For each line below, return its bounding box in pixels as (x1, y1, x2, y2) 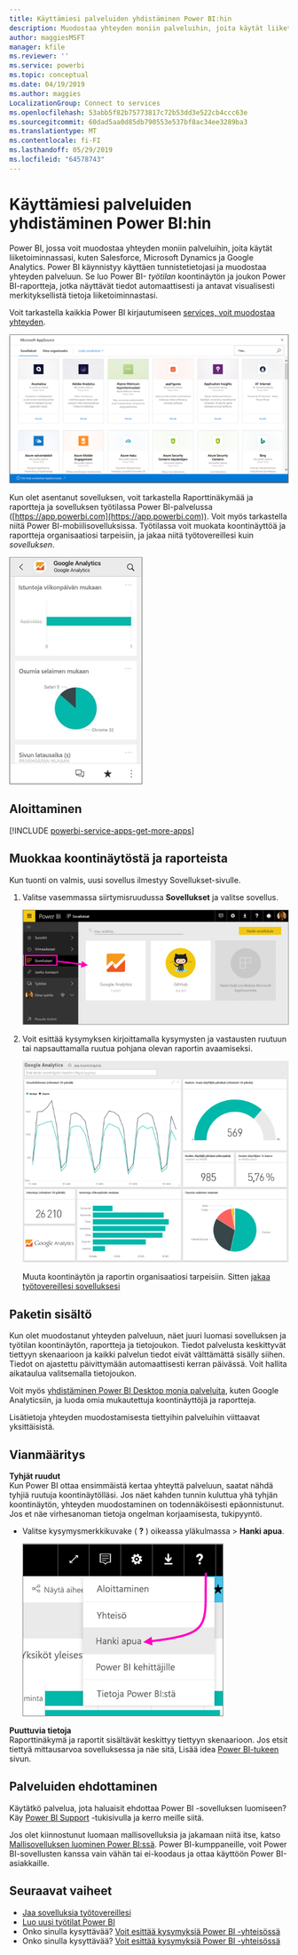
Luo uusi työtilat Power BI (21, 1916, 115, 1927)
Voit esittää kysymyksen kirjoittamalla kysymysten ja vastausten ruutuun (21, 1033, 287, 1044)
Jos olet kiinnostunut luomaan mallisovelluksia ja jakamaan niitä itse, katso (9, 1829, 281, 1839)
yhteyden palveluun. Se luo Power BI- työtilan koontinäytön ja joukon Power (9, 271, 286, 282)
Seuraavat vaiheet (9, 1884, 113, 1899)
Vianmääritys (9, 1447, 86, 1462)
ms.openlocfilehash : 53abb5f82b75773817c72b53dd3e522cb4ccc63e (9, 108, 248, 117)
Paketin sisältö (9, 1306, 92, 1321)
